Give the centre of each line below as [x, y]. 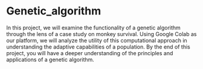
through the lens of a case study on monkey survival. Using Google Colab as [101, 34]
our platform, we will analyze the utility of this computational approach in [97, 40]
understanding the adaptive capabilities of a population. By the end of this [98, 47]
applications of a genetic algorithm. [50, 59]
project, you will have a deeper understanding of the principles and [90, 53]
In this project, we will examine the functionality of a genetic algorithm [94, 28]
